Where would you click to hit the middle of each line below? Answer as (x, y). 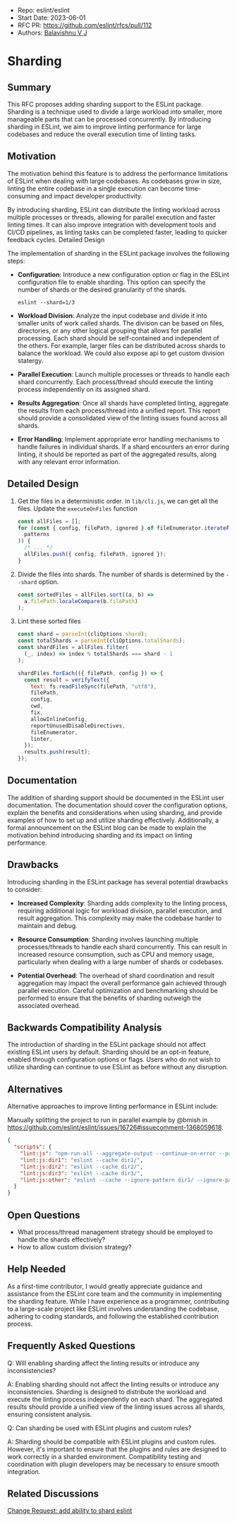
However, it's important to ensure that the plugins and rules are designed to (117, 1449)
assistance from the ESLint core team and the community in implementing (115, 1294)
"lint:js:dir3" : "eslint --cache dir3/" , (81, 1173)
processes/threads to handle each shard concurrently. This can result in (122, 946)
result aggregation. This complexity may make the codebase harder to (120, 918)
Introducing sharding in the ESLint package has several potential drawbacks (118, 881)
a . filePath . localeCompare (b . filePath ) (81, 601)
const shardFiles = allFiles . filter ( (73, 648)
